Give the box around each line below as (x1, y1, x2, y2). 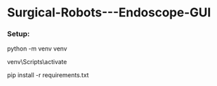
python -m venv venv (7, 44, 67, 53)
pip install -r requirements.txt (7, 71, 89, 79)
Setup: (7, 29, 30, 39)
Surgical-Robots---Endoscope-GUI (7, 5, 211, 20)
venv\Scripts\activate (7, 58, 67, 66)
